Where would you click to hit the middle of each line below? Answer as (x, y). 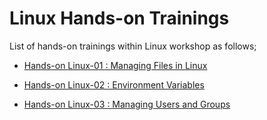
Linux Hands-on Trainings (119, 18)
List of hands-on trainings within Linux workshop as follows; (133, 46)
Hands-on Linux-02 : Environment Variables (114, 84)
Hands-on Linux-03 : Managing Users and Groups (127, 104)
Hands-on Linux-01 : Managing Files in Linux (115, 65)
